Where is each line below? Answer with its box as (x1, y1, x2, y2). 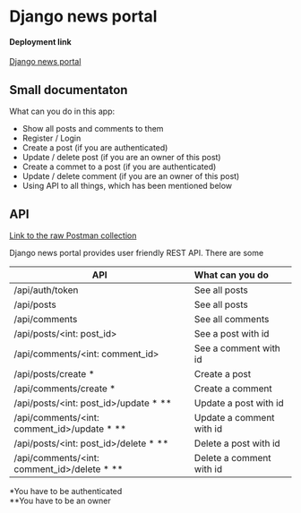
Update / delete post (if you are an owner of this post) (21, 152, 221, 163)
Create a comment (193, 382, 273, 395)
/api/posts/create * (13, 368, 95, 380)
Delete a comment (193, 452, 271, 465)
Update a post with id (193, 397, 284, 409)
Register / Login (21, 133, 82, 144)
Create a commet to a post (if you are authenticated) (21, 161, 217, 172)
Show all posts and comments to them (21, 124, 164, 134)
